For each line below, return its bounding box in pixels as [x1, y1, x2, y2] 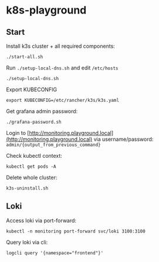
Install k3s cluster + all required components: [6, 42, 116, 49]
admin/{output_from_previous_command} [6, 142, 101, 148]
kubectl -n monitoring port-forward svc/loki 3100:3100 [6, 228, 146, 234]
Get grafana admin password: [6, 108, 78, 115]
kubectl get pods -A [6, 164, 57, 170]
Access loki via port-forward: [6, 217, 77, 224]
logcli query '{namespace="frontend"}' [6, 250, 104, 256]
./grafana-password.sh [6, 119, 62, 125]
